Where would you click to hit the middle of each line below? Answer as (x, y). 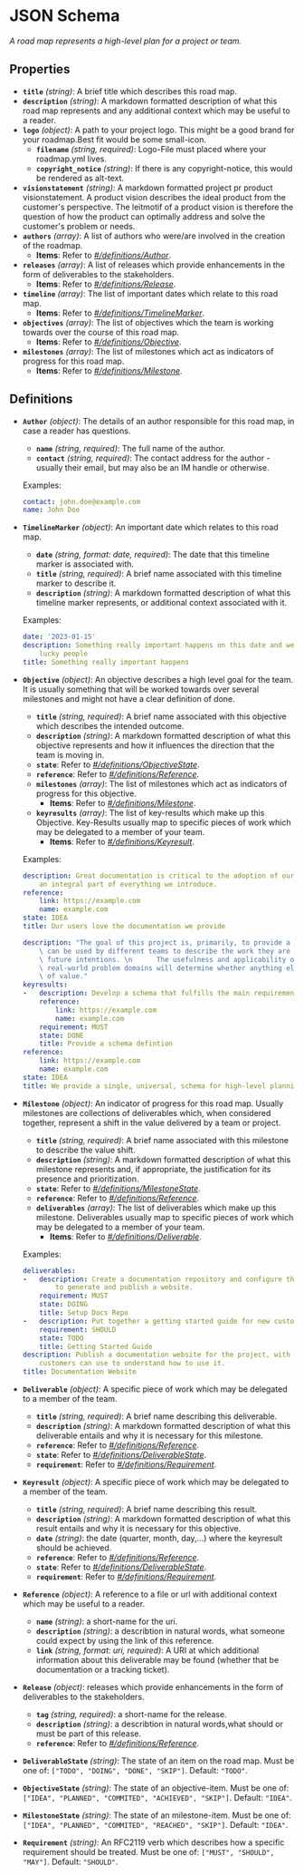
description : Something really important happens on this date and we (158, 646)
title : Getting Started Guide (96, 1346)
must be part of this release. (89, 1734)
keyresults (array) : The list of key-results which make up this (150, 812)
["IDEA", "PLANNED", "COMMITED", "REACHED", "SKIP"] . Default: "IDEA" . (155, 1825)
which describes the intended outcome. (110, 725)
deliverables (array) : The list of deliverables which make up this (156, 1208)
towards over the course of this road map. (100, 332)
